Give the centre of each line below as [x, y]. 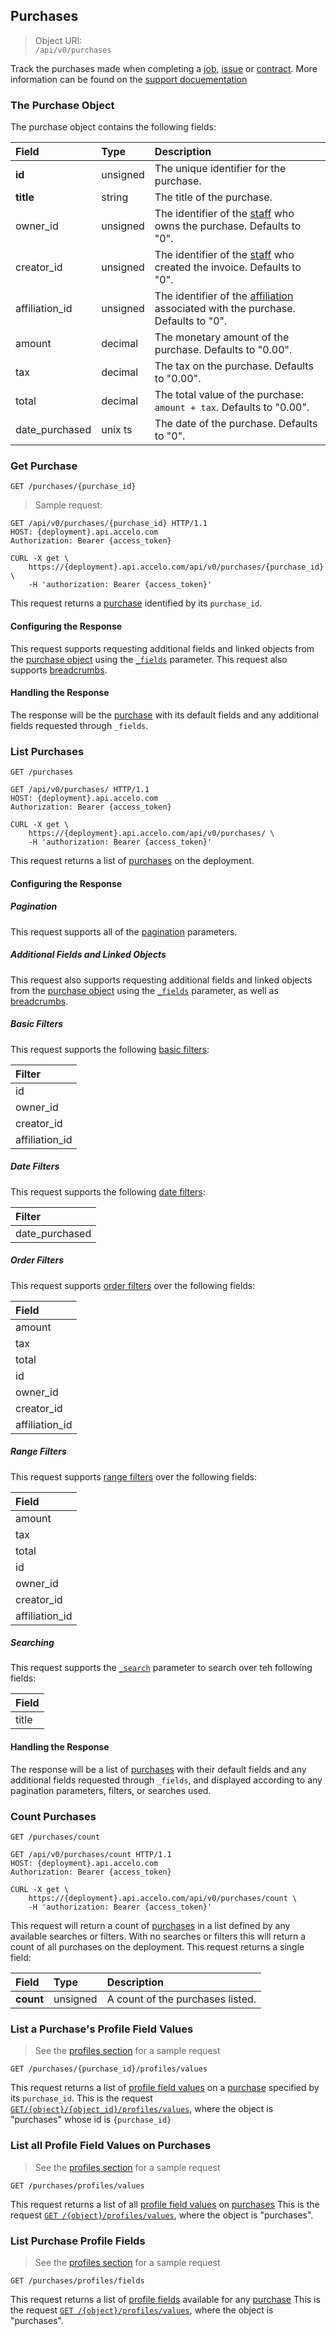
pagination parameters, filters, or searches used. [111, 1790]
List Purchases [47, 751]
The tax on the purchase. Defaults [234, 366]
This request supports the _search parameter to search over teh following [161, 1668]
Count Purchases [53, 1816]
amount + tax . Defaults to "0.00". [232, 407]
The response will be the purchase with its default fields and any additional [164, 715]
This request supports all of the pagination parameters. [124, 931]
